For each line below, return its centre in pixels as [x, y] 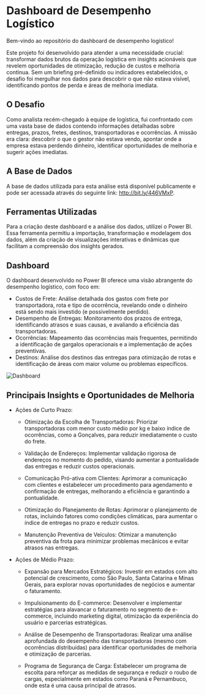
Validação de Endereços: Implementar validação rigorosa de [100, 453]
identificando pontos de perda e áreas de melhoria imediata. [82, 85]
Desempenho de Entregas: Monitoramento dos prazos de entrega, [99, 318]
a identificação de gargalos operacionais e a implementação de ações [104, 344]
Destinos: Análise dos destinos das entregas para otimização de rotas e [106, 357]
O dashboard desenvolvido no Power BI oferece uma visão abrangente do [99, 281]
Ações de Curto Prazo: [44, 410]
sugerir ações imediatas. [37, 152]
